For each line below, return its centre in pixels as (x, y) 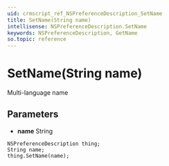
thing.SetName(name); (38, 156)
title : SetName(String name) (49, 20)
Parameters (33, 114)
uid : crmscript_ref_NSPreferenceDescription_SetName (85, 13)
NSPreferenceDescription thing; (54, 144)
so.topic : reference (37, 39)
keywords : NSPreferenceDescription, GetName (72, 33)
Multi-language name (38, 93)
